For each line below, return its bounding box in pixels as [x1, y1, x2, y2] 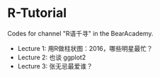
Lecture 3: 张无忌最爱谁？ [17, 61, 93, 70]
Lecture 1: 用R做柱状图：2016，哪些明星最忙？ [17, 44, 154, 52]
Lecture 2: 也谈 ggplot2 [17, 53, 86, 61]
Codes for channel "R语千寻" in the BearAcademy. [7, 29, 154, 37]
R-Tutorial [7, 5, 67, 21]
